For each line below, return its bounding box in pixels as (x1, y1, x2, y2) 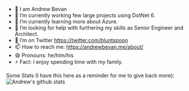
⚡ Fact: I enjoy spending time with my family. (14, 59, 123, 65)
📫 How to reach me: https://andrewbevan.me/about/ (14, 43, 144, 50)
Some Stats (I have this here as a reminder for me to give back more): (6, 72, 175, 79)
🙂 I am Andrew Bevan (14, 6, 67, 12)
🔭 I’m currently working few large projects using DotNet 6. (14, 12, 156, 19)
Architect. (14, 31, 39, 38)
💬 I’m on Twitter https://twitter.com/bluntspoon (14, 37, 128, 43)
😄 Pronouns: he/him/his (14, 52, 74, 59)
